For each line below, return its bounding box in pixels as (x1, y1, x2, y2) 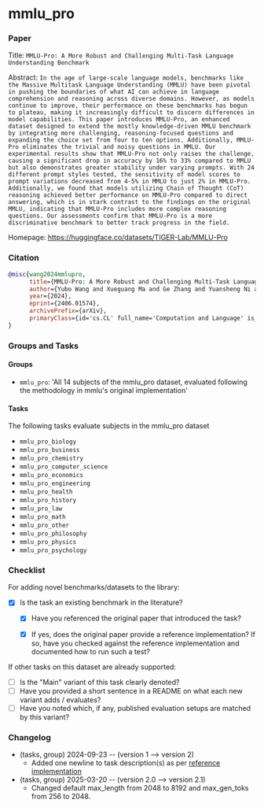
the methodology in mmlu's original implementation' (19, 385, 189, 394)
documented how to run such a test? (31, 646, 151, 656)
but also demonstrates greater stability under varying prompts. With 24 (8, 164, 255, 172)
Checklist (8, 565, 46, 576)
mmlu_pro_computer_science (19, 463, 108, 471)
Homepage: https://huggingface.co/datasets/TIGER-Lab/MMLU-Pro (8, 233, 228, 242)
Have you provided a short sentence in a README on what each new (19, 686, 243, 695)
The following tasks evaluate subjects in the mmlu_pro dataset (8, 421, 210, 431)
